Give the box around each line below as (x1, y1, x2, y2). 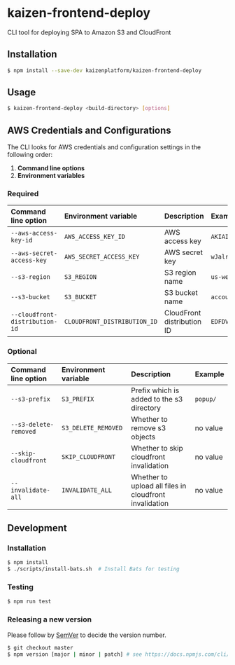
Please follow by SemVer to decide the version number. (7, 631, 166, 639)
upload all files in (131, 481, 187, 491)
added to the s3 (131, 394, 183, 404)
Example (194, 369, 225, 379)
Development (7, 522, 68, 534)
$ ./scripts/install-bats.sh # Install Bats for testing (7, 565, 180, 573)
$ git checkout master (7, 644, 73, 651)
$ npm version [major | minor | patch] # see (7, 650, 142, 658)
